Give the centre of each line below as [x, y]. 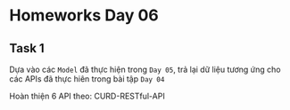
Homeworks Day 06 [84, 16]
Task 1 [27, 48]
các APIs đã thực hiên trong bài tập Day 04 [87, 79]
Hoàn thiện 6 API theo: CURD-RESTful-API [87, 96]
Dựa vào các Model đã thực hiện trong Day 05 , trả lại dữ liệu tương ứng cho [145, 69]
